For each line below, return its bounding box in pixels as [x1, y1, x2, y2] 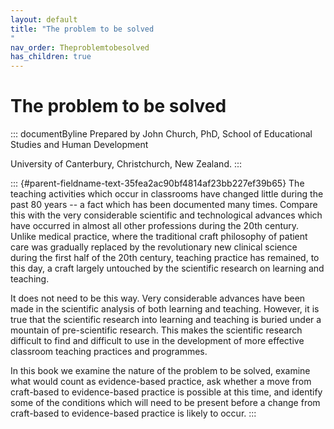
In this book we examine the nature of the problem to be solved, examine [10, 365, 311, 377]
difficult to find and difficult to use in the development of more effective [10, 335, 305, 347]
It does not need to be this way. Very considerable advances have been [10, 292, 306, 305]
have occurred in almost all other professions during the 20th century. [10, 220, 300, 232]
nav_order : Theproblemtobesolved [10, 42, 150, 53]
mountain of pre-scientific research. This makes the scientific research [10, 324, 303, 336]
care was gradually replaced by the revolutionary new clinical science [10, 241, 298, 253]
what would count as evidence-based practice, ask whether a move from [10, 376, 312, 388]
